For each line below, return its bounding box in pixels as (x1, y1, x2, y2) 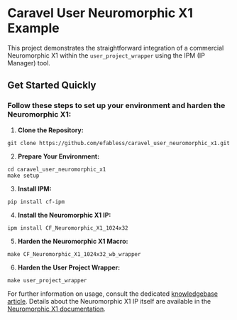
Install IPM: (17, 184, 52, 193)
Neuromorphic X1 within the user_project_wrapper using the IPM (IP (7, 51, 206, 60)
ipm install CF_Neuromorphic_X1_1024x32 (7, 224, 129, 232)
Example (7, 20, 60, 36)
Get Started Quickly (7, 80, 97, 92)
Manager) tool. (7, 58, 51, 67)
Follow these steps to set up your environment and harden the (7, 101, 226, 111)
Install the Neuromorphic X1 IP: (17, 210, 111, 219)
